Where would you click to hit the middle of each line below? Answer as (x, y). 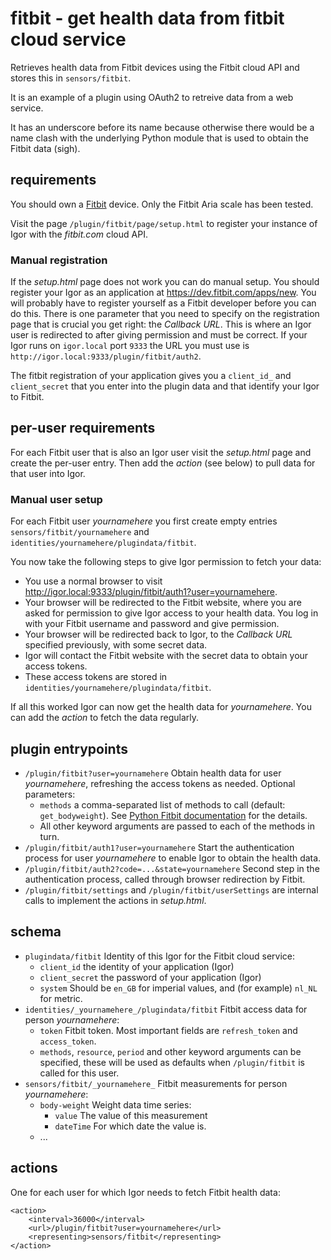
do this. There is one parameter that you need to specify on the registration (165, 314)
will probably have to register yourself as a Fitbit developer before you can (163, 303)
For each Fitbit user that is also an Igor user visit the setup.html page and (161, 452)
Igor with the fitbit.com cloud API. (79, 234)
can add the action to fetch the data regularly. (105, 718)
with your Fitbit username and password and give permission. (152, 624)
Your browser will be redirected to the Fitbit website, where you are (163, 603)
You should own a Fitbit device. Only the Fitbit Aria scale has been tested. (162, 204)
